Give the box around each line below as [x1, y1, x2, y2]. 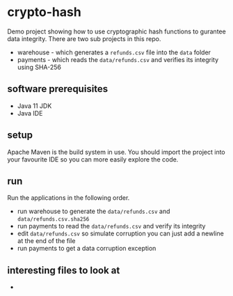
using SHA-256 [17, 63, 61, 71]
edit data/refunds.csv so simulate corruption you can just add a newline [17, 229, 224, 237]
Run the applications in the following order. [7, 194, 130, 202]
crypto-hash [7, 4, 81, 20]
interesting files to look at [7, 264, 120, 276]
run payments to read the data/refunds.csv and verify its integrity [17, 222, 206, 231]
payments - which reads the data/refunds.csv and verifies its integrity [17, 55, 219, 63]
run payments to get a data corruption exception [17, 244, 156, 253]
